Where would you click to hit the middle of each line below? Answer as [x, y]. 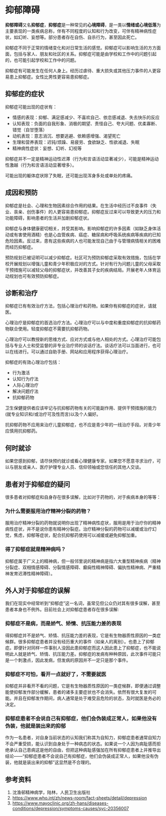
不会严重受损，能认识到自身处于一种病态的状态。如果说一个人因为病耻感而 [81, 744]
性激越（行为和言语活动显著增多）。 [41, 165]
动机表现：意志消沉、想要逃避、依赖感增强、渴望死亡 [66, 136]
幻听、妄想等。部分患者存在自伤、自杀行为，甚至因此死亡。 [79, 37]
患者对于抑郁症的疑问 [38, 484]
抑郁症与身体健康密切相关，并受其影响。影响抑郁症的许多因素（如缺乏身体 [81, 228]
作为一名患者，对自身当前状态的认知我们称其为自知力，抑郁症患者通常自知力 [83, 738]
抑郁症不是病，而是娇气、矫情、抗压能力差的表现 [63, 623]
